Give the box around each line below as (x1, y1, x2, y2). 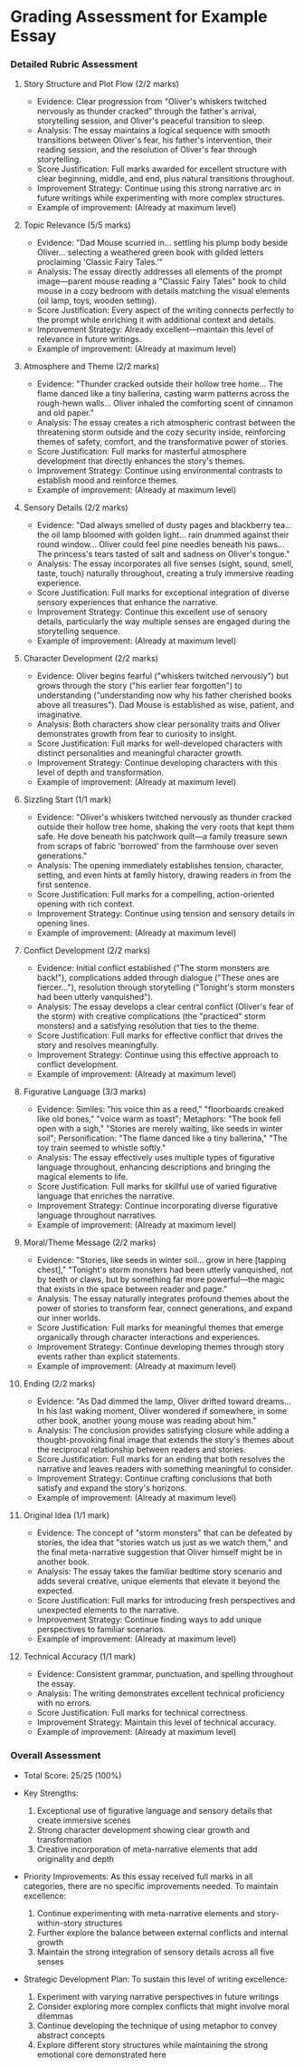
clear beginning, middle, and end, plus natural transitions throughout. (36, 173, 295, 184)
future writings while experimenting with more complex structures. (36, 192, 286, 203)
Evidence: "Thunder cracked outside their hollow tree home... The (36, 378, 283, 389)
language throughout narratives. (36, 1210, 157, 1221)
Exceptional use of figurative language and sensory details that (36, 1805, 272, 1816)
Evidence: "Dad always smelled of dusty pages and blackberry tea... (36, 520, 292, 531)
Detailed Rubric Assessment (10, 58, 138, 71)
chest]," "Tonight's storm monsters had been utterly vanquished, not (36, 1264, 293, 1276)
